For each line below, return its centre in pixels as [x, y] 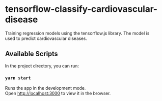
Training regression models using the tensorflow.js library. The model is [77, 33]
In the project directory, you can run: [42, 66]
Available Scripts [31, 54]
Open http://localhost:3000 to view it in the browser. [58, 93]
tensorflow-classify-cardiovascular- [81, 9]
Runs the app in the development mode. [45, 88]
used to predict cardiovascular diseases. [46, 38]
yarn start [18, 78]
